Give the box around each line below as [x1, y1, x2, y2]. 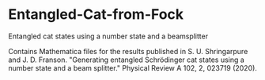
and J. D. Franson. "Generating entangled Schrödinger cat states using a [8, 55, 245, 64]
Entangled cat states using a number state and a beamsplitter [8, 31, 208, 41]
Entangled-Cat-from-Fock [8, 5, 184, 24]
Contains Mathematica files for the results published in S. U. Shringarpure [8, 46, 248, 56]
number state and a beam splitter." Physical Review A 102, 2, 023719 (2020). [8, 63, 257, 72]
